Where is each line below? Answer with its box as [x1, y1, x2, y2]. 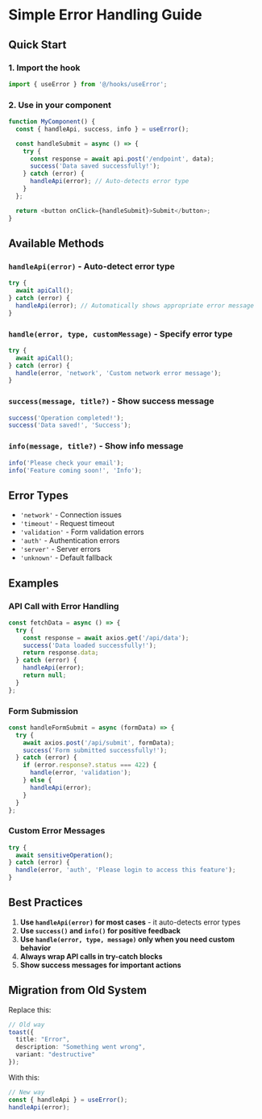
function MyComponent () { [8, 118, 95, 126]
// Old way [8, 1021, 45, 1029]
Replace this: [8, 1004, 52, 1014]
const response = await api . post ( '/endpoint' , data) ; [29, 155, 215, 163]
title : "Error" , [15, 1035, 70, 1044]
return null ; [23, 671, 67, 679]
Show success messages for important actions [19, 960, 181, 970]
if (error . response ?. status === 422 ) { [23, 761, 157, 770]
